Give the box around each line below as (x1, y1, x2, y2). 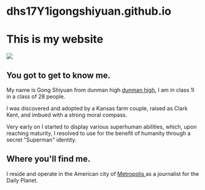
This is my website (6, 32, 104, 47)
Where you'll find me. (6, 154, 91, 164)
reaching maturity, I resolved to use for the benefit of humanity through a (6, 129, 191, 137)
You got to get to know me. (6, 70, 111, 80)
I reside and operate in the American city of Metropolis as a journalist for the (6, 170, 199, 177)
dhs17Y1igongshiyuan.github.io (6, 4, 172, 18)
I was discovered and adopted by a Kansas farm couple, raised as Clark (6, 104, 188, 112)
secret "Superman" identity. (6, 136, 77, 143)
